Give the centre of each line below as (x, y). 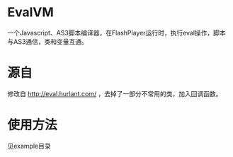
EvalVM (31, 12)
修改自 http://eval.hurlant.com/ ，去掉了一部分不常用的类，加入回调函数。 (115, 93)
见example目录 (29, 146)
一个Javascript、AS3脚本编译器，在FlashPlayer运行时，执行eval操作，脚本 (117, 33)
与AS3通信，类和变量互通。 (48, 41)
